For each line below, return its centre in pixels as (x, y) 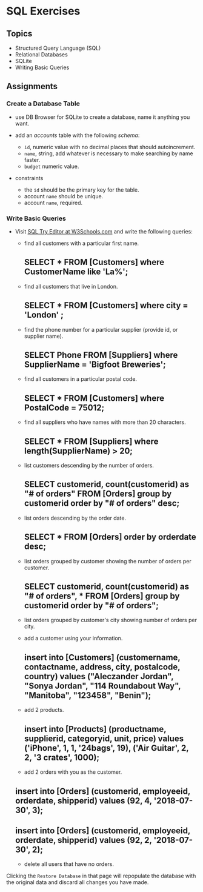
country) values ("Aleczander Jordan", (99, 676)
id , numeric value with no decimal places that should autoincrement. (110, 147)
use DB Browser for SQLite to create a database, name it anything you (102, 117)
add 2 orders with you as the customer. (73, 772)
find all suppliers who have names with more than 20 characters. (105, 422)
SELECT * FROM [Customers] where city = (106, 305)
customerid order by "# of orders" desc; (102, 504)
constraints (29, 178)
